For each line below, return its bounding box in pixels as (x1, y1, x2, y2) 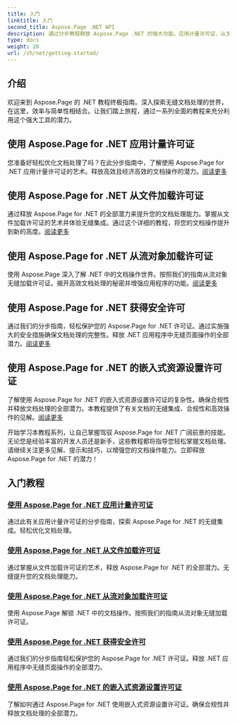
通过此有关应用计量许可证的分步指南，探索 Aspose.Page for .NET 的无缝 (7, 517, 217, 526)
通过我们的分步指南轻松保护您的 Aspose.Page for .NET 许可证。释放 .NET (7, 654, 221, 663)
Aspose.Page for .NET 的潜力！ (7, 454, 99, 463)
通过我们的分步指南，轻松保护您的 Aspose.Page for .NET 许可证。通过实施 (7, 321, 224, 330)
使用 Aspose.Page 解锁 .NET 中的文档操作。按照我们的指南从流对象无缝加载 (7, 609, 228, 617)
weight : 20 (7, 43, 39, 50)
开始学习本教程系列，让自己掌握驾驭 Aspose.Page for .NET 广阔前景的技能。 (7, 428, 230, 437)
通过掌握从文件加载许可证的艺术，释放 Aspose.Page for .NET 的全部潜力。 (7, 563, 224, 571)
